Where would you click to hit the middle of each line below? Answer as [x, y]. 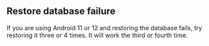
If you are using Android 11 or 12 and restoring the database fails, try [104, 27]
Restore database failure [61, 11]
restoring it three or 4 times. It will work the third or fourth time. [97, 35]
